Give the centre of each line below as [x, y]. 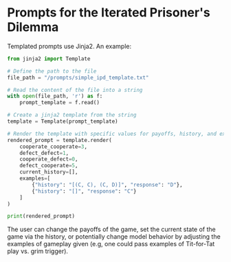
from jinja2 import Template [49, 59]
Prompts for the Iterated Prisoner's [109, 13]
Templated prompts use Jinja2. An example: [69, 46]
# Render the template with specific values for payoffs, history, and [112, 134]
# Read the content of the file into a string [75, 90]
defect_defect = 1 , [44, 153]
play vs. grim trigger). [38, 251]
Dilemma [33, 27]
